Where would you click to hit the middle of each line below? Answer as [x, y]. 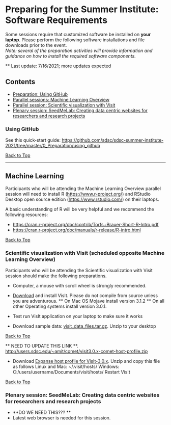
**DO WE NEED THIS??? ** [42, 413]
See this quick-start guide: [33, 140]
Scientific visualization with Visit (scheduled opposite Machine [85, 253]
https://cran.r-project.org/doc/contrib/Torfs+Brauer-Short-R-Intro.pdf [85, 224]
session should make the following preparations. [56, 276]
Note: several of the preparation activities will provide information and [79, 50]
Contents [20, 82]
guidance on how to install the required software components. [70, 56]
